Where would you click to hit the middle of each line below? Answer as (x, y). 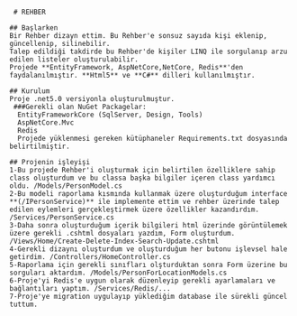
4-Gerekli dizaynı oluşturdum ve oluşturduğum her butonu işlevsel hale (148, 249)
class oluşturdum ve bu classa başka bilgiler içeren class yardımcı (143, 178)
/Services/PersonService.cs (62, 218)
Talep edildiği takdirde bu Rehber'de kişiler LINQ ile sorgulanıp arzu (148, 51)
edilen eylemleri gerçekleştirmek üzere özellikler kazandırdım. (134, 209)
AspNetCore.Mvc (46, 123)
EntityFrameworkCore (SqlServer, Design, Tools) (110, 115)
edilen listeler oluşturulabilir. (74, 60)
